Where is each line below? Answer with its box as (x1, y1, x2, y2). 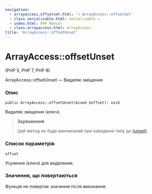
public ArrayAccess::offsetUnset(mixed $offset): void (5, 100, 120, 106)
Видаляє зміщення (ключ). (5, 109, 61, 115)
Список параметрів (5, 140, 55, 147)
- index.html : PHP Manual (9, 21, 63, 26)
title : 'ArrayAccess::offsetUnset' (5, 30, 78, 35)
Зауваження (17, 118, 44, 124)
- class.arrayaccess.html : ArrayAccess (9, 26, 91, 30)
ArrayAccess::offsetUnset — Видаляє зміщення (5, 77, 103, 83)
